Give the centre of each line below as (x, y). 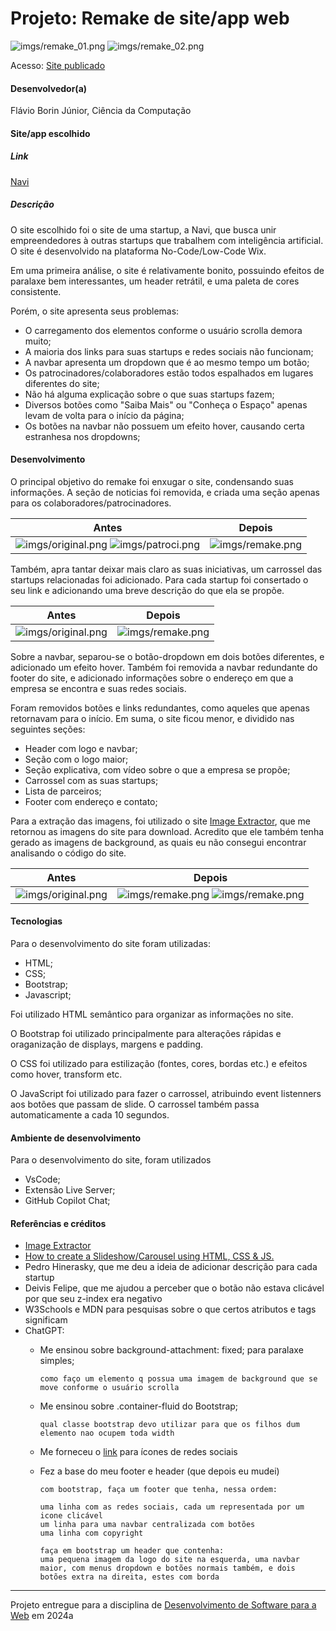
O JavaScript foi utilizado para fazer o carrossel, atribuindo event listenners (166, 1094)
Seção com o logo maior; (76, 759)
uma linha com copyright (91, 1533)
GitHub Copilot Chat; (67, 1201)
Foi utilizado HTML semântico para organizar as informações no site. (152, 1014)
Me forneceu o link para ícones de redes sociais (138, 1452)
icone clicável (71, 1516)
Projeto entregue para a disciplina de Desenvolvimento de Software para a (163, 1605)
